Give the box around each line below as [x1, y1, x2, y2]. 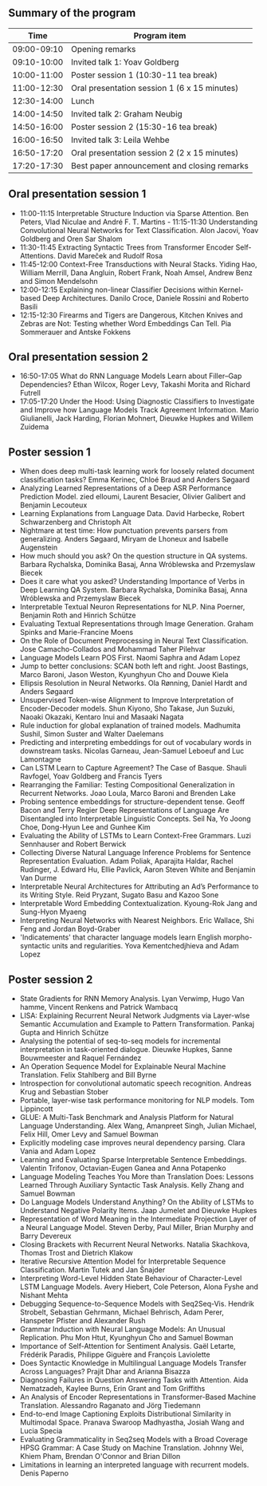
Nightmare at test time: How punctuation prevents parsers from [19, 526, 229, 535]
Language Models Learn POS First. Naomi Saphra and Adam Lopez [19, 653, 241, 663]
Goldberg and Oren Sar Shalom [19, 234, 123, 243]
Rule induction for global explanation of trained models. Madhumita [19, 721, 241, 731]
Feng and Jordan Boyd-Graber [19, 924, 121, 934]
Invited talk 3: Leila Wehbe [70, 134, 170, 145]
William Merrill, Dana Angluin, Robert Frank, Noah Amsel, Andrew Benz [19, 267, 253, 278]
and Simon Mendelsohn [19, 276, 98, 286]
